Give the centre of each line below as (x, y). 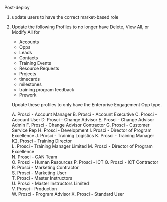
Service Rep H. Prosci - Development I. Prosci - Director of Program (82, 130)
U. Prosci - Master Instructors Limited (50, 183)
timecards (30, 79)
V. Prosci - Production (34, 189)
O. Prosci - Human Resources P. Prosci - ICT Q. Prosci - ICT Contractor (85, 162)
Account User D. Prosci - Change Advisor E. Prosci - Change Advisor (83, 120)
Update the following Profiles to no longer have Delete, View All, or (80, 27)
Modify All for (26, 32)
